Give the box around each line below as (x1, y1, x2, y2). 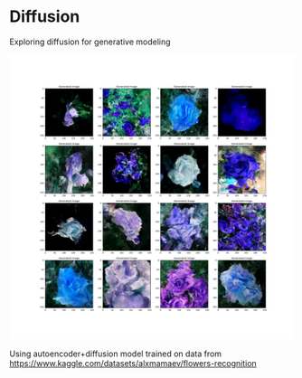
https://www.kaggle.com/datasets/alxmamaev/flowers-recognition (9, 357, 258, 368)
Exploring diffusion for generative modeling (9, 36, 171, 47)
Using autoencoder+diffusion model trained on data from (9, 348, 222, 359)
